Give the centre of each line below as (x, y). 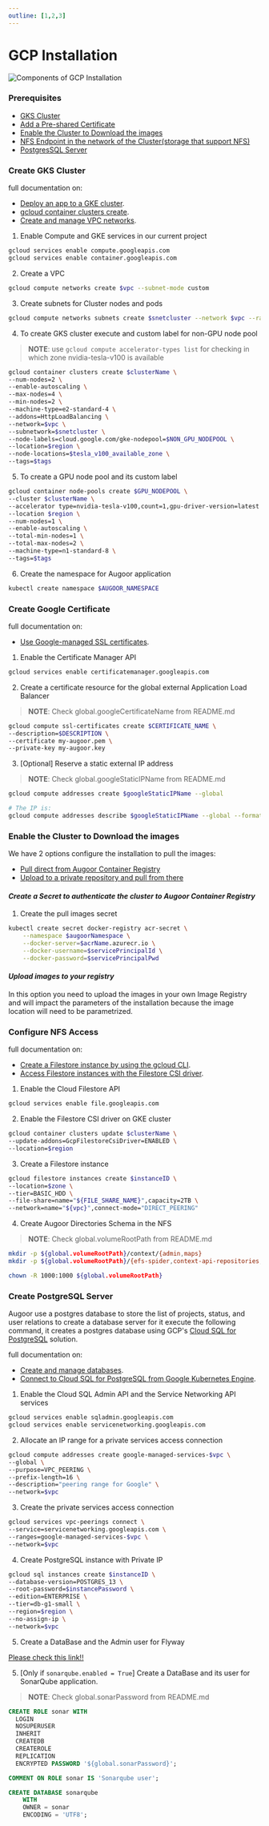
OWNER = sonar (46, 1808)
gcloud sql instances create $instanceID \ (82, 1575)
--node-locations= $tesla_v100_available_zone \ (89, 454)
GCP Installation (63, 55)
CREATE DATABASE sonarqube (53, 1792)
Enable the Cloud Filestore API (70, 1089)
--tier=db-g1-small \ (44, 1604)
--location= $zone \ (41, 1186)
